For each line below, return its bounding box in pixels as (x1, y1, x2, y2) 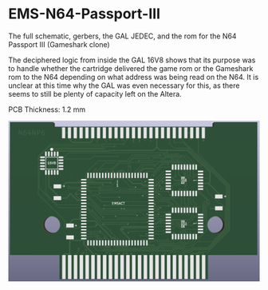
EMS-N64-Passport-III (8, 5, 161, 23)
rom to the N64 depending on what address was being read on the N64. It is (8, 72, 259, 81)
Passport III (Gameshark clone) (8, 39, 110, 49)
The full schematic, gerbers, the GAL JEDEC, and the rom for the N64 (8, 31, 237, 41)
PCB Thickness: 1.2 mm (8, 105, 86, 114)
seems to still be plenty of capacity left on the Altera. (8, 89, 182, 98)
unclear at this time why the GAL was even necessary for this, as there (8, 81, 240, 90)
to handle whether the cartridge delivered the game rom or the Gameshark (8, 63, 254, 73)
